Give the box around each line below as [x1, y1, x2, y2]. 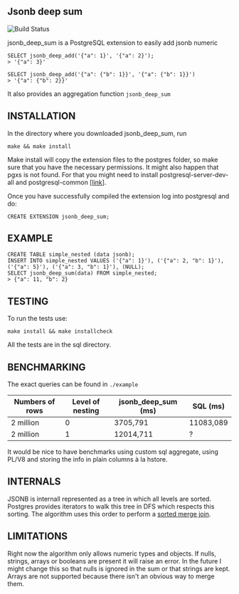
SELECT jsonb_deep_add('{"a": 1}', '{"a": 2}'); [7, 52, 154, 59]
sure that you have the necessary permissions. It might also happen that [7, 163, 219, 171]
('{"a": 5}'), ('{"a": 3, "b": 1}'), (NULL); [7, 263, 144, 271]
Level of [72, 397, 100, 407]
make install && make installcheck [7, 328, 113, 335]
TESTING [7, 295, 49, 307]
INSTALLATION [7, 110, 76, 122]
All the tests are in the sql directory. [7, 341, 112, 349]
